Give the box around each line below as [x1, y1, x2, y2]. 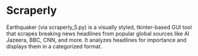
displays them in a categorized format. [6, 43, 102, 50]
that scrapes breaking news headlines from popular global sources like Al [6, 30, 190, 37]
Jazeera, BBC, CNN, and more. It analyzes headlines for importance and [6, 36, 186, 43]
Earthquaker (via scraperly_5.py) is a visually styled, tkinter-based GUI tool [6, 23, 192, 31]
